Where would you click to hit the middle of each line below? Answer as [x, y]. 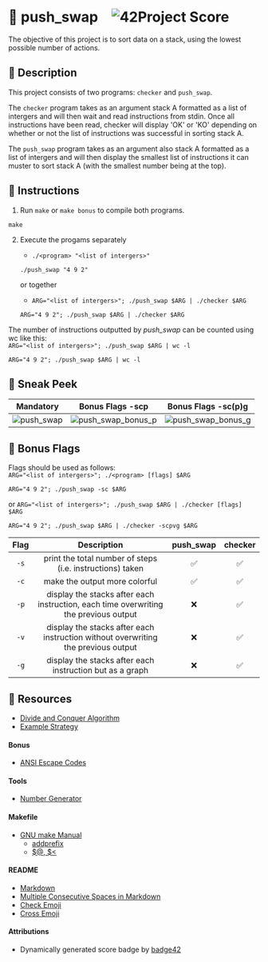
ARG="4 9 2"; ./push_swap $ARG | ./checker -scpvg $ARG [103, 526]
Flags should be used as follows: [62, 468]
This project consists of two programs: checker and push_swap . [110, 92]
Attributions [29, 932]
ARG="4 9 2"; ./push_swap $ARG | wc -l [75, 360]
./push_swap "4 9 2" [54, 269]
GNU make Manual [51, 835]
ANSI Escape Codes [53, 763]
